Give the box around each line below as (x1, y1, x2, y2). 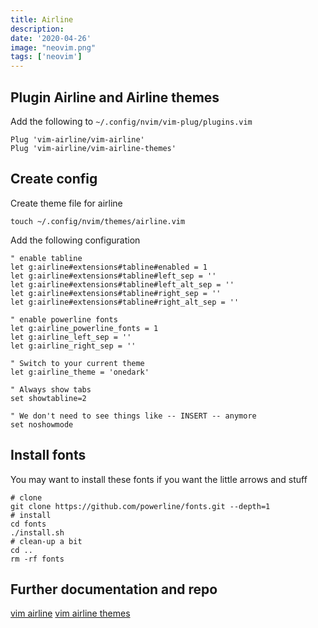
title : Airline (10, 14, 74, 25)
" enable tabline (10, 253, 83, 263)
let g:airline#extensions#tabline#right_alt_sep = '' (10, 297, 240, 307)
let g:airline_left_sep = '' (10, 332, 132, 342)
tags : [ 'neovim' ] (10, 52, 83, 62)
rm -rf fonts (10, 554, 65, 564)
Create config (10, 171, 98, 188)
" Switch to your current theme (10, 358, 145, 368)
